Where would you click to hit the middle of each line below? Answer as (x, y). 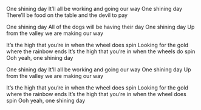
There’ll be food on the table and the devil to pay (67, 15)
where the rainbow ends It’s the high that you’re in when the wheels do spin (101, 51)
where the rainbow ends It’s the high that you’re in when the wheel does (96, 94)
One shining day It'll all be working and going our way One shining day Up (99, 70)
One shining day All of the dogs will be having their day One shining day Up (101, 27)
